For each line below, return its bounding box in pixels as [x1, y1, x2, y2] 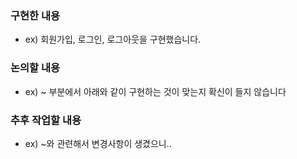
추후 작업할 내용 [10, 113, 82, 127]
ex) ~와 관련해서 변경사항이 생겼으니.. [24, 137, 172, 149]
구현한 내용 [10, 8, 61, 22]
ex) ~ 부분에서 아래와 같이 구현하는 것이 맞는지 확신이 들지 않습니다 [24, 85, 287, 97]
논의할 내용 [10, 61, 61, 75]
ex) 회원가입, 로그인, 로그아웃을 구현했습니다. [24, 33, 202, 46]
